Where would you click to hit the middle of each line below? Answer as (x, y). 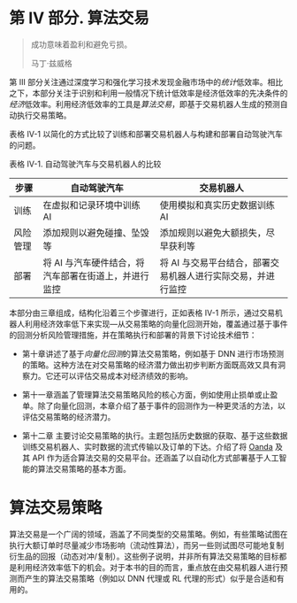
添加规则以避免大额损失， (213, 233)
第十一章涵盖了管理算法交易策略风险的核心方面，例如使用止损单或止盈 (150, 394)
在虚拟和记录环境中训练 (91, 205)
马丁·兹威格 (51, 63)
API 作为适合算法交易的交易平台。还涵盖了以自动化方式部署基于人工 (156, 458)
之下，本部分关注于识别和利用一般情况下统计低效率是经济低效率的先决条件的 (148, 93)
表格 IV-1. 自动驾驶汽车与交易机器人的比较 (85, 164)
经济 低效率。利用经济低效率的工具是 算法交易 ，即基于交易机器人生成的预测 (145, 104)
